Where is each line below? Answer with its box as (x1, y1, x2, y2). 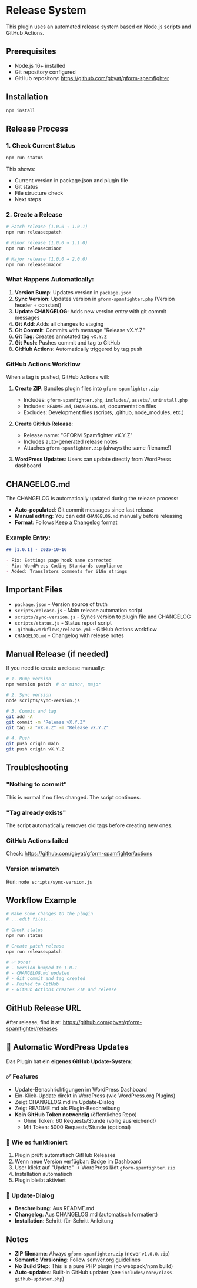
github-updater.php (14, 1276, 63, 1282)
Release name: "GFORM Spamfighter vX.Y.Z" (23, 432, 133, 439)
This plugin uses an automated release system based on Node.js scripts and (6, 23, 191, 30)
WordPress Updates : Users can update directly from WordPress (14, 455, 171, 463)
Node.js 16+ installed (14, 62, 66, 69)
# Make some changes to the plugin (6, 911, 94, 917)
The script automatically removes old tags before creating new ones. (6, 821, 173, 829)
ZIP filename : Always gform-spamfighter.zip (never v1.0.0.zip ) (14, 1250, 171, 1257)
